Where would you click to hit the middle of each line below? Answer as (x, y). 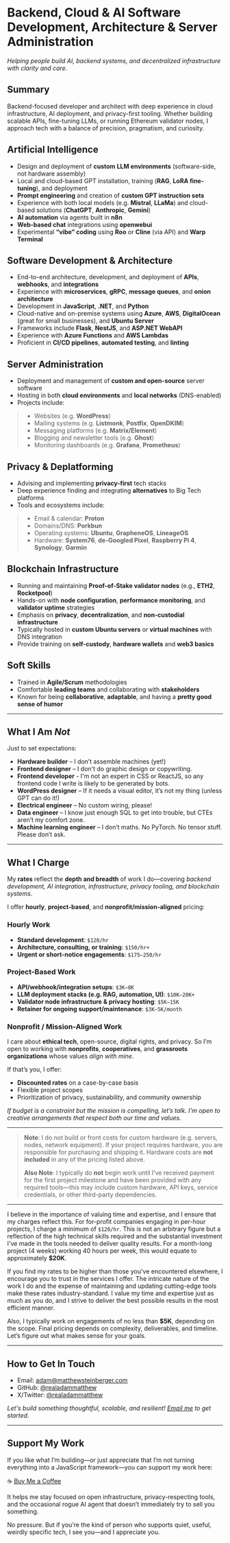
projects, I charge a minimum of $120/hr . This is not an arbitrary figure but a (114, 1229)
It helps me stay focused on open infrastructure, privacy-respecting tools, (111, 1496)
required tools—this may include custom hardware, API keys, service (121, 1188)
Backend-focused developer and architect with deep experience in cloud (110, 106)
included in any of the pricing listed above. (84, 1159)
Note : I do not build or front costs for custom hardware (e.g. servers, (120, 1138)
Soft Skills (29, 666)
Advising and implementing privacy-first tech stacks (91, 483)
